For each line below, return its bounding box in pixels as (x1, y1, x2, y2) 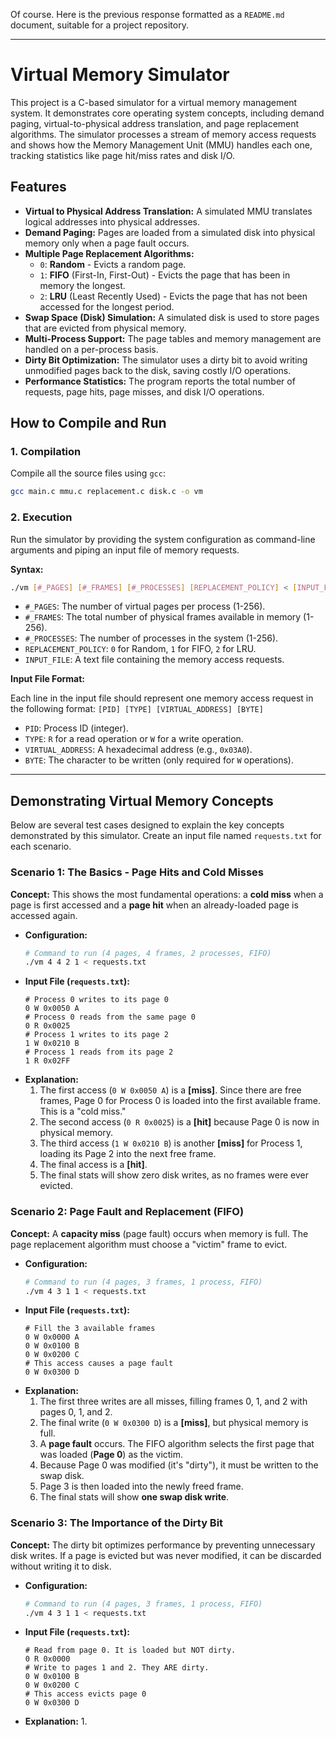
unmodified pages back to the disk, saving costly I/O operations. (24, 364, 292, 376)
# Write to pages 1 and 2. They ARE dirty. (24, 1663, 210, 1673)
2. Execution (10, 510, 73, 524)
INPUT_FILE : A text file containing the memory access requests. (24, 654, 285, 666)
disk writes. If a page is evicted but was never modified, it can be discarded (10, 1549, 322, 1561)
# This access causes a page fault (24, 1359, 174, 1369)
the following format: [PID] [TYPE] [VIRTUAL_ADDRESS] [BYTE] (10, 703, 264, 715)
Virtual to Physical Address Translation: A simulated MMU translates (24, 205, 313, 217)
